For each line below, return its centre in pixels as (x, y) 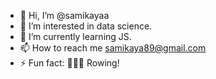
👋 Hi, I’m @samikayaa (64, 15)
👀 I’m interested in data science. (86, 26)
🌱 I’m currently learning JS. (75, 36)
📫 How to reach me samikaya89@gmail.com (113, 48)
